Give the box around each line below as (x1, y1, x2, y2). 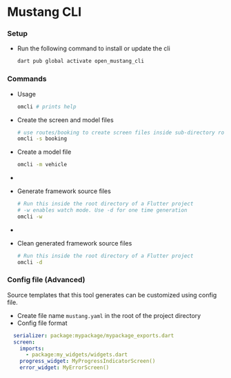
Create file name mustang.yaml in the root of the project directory (17, 311, 201, 319)
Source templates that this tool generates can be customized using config (7, 290, 217, 299)
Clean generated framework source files (17, 239, 132, 247)
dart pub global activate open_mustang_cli (17, 58, 145, 65)
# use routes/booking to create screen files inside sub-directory (17, 129, 215, 136)
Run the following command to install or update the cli (17, 44, 170, 52)
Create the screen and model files (17, 115, 114, 124)
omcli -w (17, 213, 43, 220)
